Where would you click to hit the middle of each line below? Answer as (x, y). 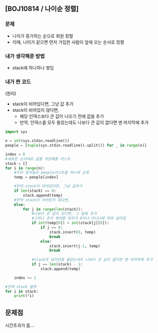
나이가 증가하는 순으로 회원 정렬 (42, 36)
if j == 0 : (52, 228)
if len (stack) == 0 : (35, 191)
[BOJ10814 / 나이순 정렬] (42, 9)
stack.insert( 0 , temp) (73, 232)
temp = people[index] (36, 177)
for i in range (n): (25, 168)
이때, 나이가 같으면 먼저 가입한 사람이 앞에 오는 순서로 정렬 (68, 42)
